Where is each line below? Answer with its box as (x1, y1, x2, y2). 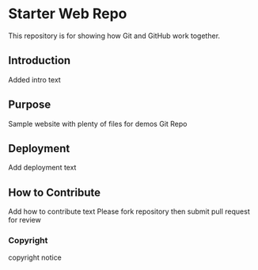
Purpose (8, 98, 51, 112)
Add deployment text (8, 163, 77, 173)
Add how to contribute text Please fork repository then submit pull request (8, 207, 251, 216)
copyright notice (8, 253, 62, 262)
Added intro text (8, 74, 61, 84)
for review (8, 215, 41, 225)
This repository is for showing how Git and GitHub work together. (8, 31, 220, 40)
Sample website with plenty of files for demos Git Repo (8, 119, 188, 128)
